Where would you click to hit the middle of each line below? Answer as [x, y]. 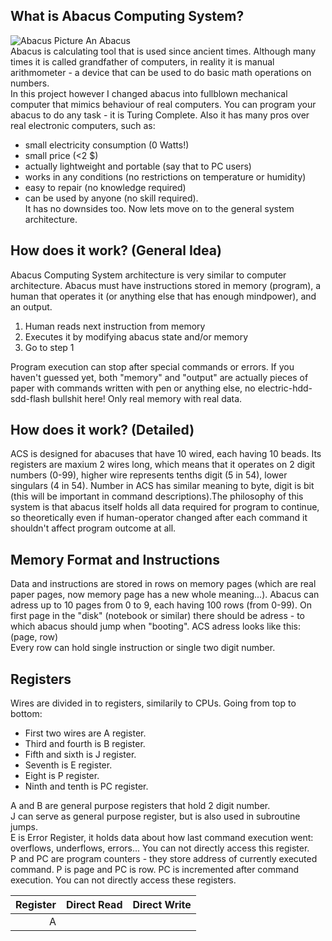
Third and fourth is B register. [85, 744]
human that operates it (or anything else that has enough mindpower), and [163, 296]
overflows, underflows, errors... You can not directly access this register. [160, 848]
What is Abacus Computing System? [127, 16]
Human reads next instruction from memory [115, 326]
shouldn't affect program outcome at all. [93, 528]
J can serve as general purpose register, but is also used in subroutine [155, 816]
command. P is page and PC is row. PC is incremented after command [154, 870]
